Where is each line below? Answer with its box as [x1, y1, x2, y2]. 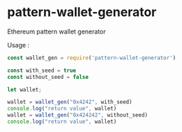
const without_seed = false [7, 73, 89, 80]
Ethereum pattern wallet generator [7, 27, 106, 36]
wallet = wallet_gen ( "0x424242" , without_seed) [7, 112, 149, 119]
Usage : [7, 41, 30, 49]
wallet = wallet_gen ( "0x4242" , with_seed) [7, 98, 132, 105]
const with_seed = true [7, 67, 77, 74]
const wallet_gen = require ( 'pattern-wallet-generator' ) [7, 54, 176, 61]
